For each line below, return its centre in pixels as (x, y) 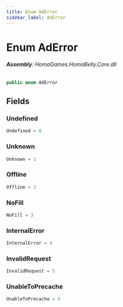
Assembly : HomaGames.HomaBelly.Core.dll (61, 65)
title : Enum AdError (32, 12)
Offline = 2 (21, 187)
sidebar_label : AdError (36, 18)
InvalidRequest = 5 (31, 271)
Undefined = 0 (24, 131)
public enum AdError (32, 82)
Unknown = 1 (21, 159)
